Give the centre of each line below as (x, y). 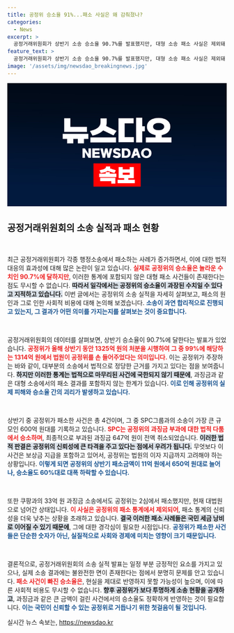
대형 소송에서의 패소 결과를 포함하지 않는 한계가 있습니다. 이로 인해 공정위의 (116, 384)
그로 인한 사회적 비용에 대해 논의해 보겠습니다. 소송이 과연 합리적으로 (112, 303)
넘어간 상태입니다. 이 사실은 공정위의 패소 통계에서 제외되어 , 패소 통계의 (116, 510)
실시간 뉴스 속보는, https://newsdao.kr (60, 623)
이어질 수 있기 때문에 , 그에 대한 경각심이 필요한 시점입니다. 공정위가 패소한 (114, 527)
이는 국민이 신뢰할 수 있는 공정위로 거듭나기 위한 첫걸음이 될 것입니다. (114, 608)
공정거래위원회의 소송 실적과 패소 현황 (83, 227)
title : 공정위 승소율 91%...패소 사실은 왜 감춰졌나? (75, 15)
